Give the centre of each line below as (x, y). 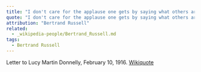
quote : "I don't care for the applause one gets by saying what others (97, 17)
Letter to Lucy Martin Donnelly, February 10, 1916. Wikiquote (80, 62)
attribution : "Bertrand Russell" (48, 23)
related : (17, 28)
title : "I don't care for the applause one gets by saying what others (97, 12)
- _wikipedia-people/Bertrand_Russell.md (64, 34)
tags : (13, 40)
